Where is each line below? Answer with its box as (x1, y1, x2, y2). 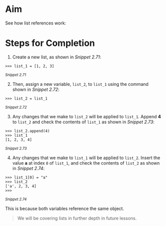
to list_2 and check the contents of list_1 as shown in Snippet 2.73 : (12, 119, 155, 125)
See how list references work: (5, 20, 66, 26)
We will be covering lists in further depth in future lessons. (17, 215, 137, 221)
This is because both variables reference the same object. (5, 206, 124, 212)
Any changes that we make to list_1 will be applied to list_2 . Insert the (12, 155, 161, 161)
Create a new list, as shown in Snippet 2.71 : (12, 54, 101, 60)
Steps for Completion (5, 37, 95, 49)
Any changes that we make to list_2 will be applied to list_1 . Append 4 (12, 113, 162, 119)
